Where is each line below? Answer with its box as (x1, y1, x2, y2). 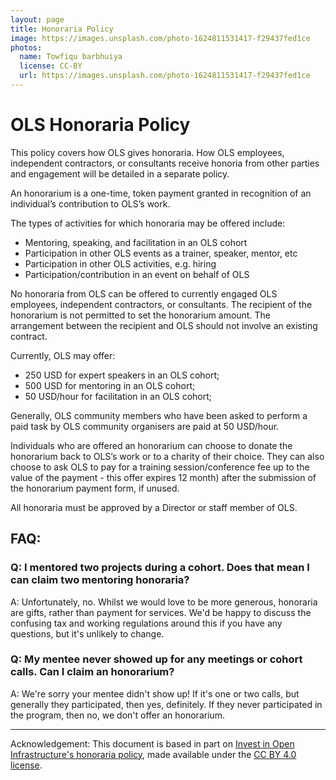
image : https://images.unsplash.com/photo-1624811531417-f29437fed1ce (10, 33, 311, 43)
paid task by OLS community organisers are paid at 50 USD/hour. (10, 420, 280, 432)
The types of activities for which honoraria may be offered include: (10, 217, 286, 229)
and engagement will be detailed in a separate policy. (10, 167, 230, 180)
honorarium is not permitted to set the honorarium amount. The (10, 309, 271, 321)
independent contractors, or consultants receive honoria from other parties (10, 157, 320, 169)
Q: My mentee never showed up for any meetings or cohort (10, 652, 303, 666)
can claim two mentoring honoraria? (10, 573, 190, 587)
